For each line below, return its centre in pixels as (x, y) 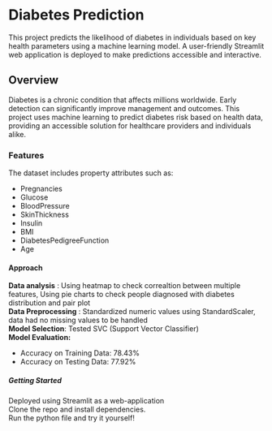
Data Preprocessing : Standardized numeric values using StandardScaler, (132, 312)
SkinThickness (44, 215)
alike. (17, 134)
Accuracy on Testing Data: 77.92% (78, 362)
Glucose (34, 197)
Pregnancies (41, 189)
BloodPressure (45, 206)
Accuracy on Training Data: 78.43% (80, 353)
